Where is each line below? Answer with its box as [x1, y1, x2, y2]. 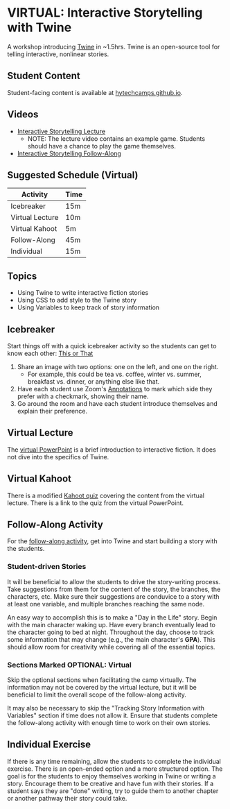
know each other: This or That [7, 349, 94, 357]
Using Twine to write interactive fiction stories [17, 289, 149, 297]
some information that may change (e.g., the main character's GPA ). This [7, 635, 216, 643]
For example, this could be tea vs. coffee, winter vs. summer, [27, 370, 202, 378]
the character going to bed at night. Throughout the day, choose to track [7, 628, 214, 636]
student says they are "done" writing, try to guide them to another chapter [7, 786, 219, 795]
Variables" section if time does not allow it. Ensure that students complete [7, 711, 218, 719]
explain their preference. [17, 407, 88, 415]
